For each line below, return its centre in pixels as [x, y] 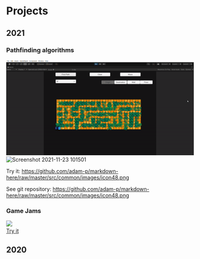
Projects [27, 11]
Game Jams [24, 211]
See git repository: [29, 189]
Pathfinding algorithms [40, 50]
